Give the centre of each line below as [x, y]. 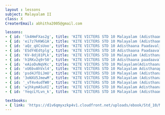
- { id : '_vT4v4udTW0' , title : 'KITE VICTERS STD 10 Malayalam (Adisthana [83, 83]
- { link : [15, 105]
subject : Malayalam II [28, 14]
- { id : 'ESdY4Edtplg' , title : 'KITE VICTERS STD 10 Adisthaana [72, 50]
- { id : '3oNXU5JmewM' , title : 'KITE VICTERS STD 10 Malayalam [71, 78]
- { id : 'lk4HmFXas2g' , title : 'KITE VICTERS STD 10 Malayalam [71, 37]
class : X [14, 19]
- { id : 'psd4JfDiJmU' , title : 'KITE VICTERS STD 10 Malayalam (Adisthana [83, 73]
